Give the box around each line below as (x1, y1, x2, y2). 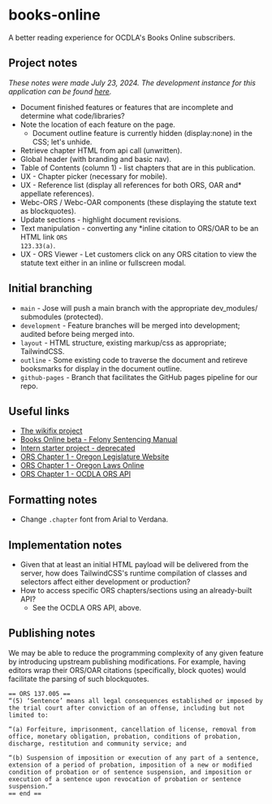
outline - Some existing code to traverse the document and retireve (19, 355, 248, 365)
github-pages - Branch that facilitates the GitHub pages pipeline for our (19, 372, 258, 382)
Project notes (8, 56, 78, 70)
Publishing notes (8, 627, 96, 640)
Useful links (8, 404, 71, 418)
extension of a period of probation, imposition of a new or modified (8, 761, 253, 769)
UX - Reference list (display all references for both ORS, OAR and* (19, 180, 242, 190)
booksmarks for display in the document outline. (19, 364, 183, 374)
